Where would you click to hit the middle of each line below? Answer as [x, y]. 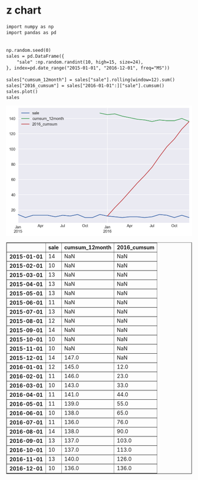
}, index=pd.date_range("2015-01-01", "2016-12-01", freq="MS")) [88, 68]
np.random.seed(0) [29, 50]
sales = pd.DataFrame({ [35, 56]
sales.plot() [22, 91]
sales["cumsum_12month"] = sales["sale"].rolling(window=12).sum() [91, 80]
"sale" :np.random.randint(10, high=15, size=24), [80, 62]
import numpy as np [30, 27]
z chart [24, 10]
